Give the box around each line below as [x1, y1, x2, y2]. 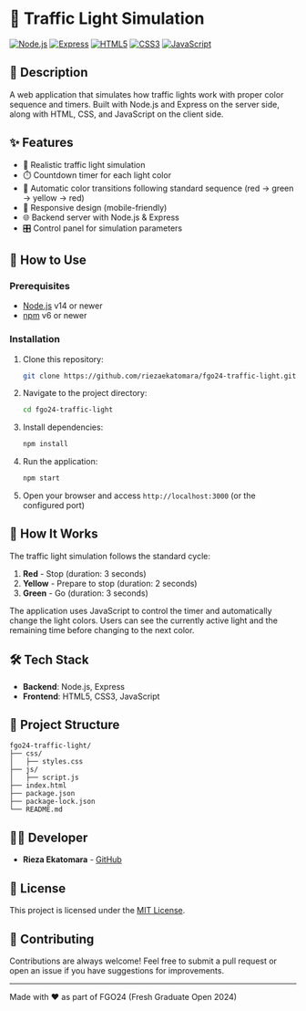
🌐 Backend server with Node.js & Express [22, 212, 179, 223]
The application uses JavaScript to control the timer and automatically [9, 605, 272, 616]
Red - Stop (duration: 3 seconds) [22, 568, 148, 578]
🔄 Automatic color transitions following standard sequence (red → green [22, 182, 294, 193]
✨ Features [9, 135, 74, 151]
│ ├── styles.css [9, 757, 84, 766]
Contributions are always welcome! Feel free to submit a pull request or [9, 955, 278, 966]
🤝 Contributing [9, 931, 95, 947]
